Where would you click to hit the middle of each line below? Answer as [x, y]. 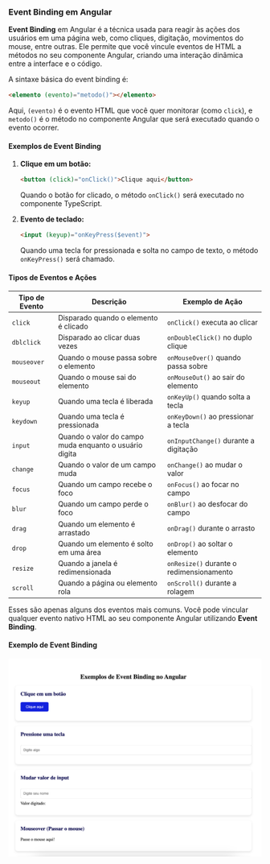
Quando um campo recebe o [105, 485]
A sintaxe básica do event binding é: [68, 80]
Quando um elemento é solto [106, 544]
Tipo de [32, 297]
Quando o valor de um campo [107, 465]
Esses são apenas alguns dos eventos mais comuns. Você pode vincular [129, 610]
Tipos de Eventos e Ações [53, 277]
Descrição [109, 302]
